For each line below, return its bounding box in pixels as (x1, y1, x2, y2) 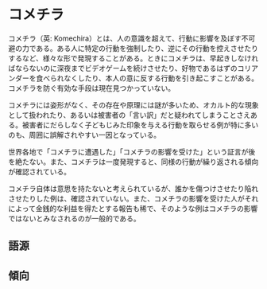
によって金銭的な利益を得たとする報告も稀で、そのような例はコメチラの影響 (8, 203, 258, 213)
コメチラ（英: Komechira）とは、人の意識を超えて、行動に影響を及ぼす (8, 33, 242, 43)
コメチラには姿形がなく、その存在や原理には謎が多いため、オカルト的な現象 (8, 100, 259, 110)
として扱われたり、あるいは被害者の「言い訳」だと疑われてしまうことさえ (8, 110, 251, 119)
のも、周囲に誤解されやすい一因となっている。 (8, 130, 161, 139)
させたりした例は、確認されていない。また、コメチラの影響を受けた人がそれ (8, 193, 259, 203)
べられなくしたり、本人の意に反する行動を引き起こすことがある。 (42, 73, 259, 83)
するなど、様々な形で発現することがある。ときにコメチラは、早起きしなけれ (8, 53, 259, 63)
